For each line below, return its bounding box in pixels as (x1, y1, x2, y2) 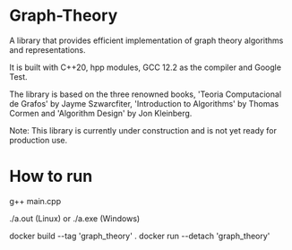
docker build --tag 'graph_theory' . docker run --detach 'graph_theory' (9, 230, 271, 241)
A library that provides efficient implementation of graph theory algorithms (9, 35, 284, 46)
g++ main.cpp (9, 195, 62, 206)
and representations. (9, 44, 87, 55)
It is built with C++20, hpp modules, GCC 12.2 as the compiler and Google (9, 62, 282, 73)
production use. (9, 134, 68, 145)
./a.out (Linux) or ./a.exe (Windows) (9, 212, 141, 224)
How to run (9, 167, 93, 186)
